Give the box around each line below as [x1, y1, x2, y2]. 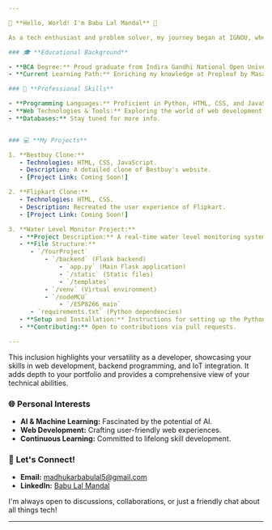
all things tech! [8, 505, 57, 515]
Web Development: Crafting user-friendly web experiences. [19, 426, 222, 435]
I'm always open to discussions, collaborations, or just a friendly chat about [8, 497, 261, 507]
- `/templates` [59, 278, 111, 286]
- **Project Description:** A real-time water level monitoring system [19, 232, 266, 241]
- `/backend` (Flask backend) [44, 256, 147, 264]
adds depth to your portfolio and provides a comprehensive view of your [8, 369, 250, 379]
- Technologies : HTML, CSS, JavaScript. [19, 159, 158, 167]
